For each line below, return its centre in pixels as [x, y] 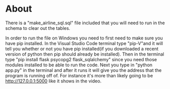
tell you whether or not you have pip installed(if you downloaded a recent [82, 49]
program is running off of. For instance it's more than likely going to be [79, 75]
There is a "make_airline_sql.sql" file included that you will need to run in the [85, 23]
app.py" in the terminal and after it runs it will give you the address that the [83, 70]
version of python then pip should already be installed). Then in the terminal [85, 54]
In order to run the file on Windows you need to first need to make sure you [84, 38]
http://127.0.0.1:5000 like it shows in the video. [53, 81]
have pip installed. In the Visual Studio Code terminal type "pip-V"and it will [84, 43]
